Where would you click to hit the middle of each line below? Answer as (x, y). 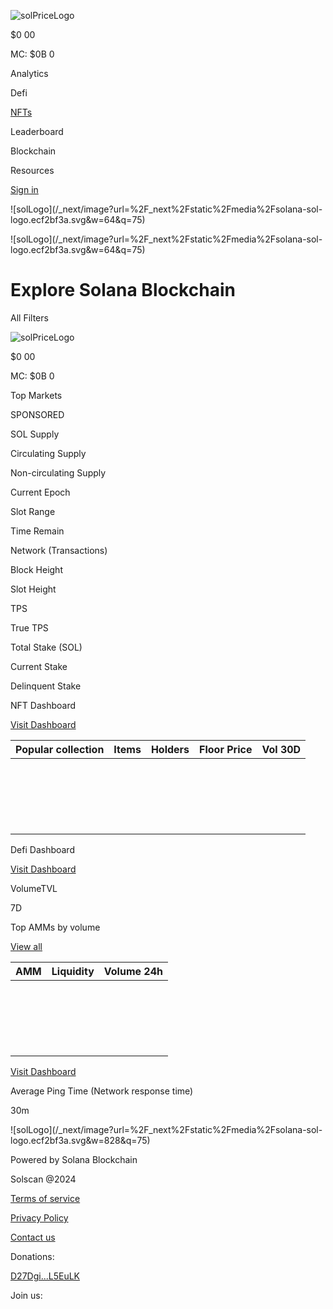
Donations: (32, 1256)
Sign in (24, 189)
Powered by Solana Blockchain (74, 1159)
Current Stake (39, 666)
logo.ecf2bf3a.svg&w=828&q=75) (80, 1140)
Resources (32, 170)
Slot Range (33, 511)
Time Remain (37, 531)
